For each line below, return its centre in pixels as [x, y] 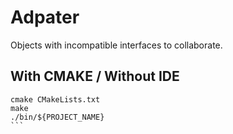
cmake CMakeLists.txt [55, 99]
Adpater [45, 17]
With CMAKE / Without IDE [95, 76]
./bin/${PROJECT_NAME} [57, 117]
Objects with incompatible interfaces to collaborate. [116, 45]
